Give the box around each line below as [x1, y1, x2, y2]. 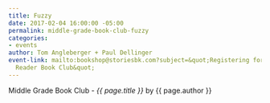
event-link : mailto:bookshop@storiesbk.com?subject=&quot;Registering [8, 57, 250, 65]
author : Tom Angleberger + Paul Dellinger [8, 49, 153, 57]
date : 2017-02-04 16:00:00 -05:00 [8, 19, 125, 27]
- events [8, 42, 38, 50]
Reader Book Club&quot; [15, 64, 95, 72]
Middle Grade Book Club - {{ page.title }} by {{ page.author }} [8, 85, 212, 95]
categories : [8, 34, 48, 42]
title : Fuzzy [8, 11, 52, 20]
